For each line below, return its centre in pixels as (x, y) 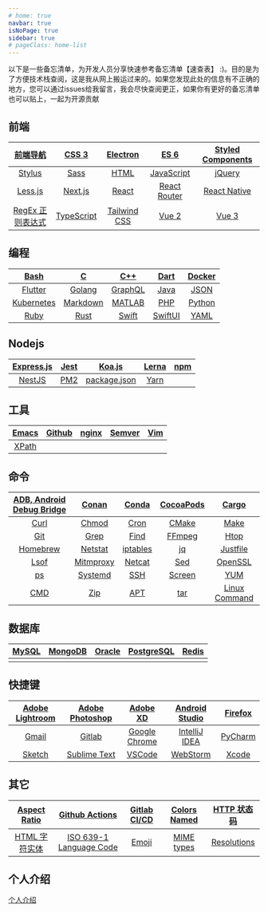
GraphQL (128, 290)
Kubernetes (34, 302)
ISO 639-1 (88, 837)
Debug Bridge (39, 510)
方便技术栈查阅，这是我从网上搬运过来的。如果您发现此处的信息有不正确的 (137, 79)
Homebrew (39, 549)
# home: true (30, 16)
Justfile (235, 549)
